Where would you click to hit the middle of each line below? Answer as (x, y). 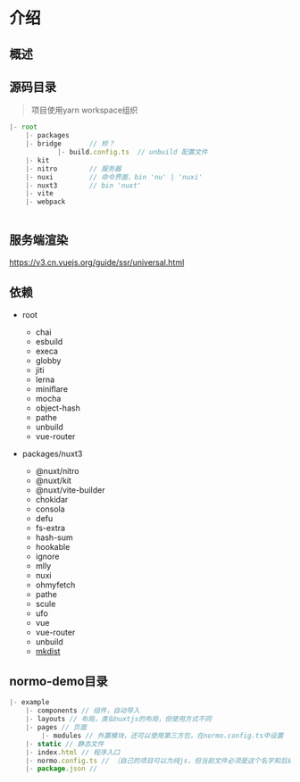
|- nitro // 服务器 (74, 169)
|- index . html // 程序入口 (73, 752)
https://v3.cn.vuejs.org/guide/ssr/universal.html (97, 262)
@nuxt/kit (53, 480)
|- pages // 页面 (56, 728)
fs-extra (50, 528)
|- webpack (46, 202)
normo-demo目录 (59, 682)
